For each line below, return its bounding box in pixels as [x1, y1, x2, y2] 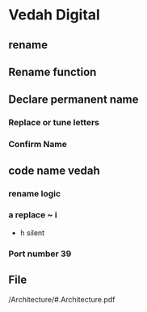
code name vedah [8, 163, 101, 177]
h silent [19, 228, 45, 238]
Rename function [8, 65, 97, 78]
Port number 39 [8, 248, 72, 259]
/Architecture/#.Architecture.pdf [8, 294, 115, 304]
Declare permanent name [8, 93, 139, 107]
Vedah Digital [8, 6, 101, 24]
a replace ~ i [8, 209, 58, 221]
